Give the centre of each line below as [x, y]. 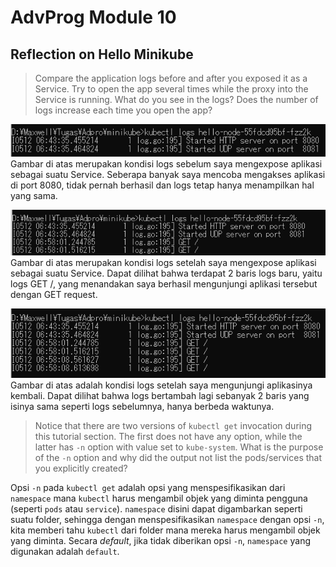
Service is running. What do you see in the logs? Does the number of [176, 99]
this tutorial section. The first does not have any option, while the [168, 436]
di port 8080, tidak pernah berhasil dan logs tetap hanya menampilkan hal [162, 185]
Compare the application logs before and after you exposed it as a [171, 78]
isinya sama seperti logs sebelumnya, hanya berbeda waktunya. [142, 406]
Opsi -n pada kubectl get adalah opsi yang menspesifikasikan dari [148, 487]
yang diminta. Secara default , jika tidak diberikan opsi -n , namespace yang [160, 540]
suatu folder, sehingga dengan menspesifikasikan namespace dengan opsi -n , [167, 519]
